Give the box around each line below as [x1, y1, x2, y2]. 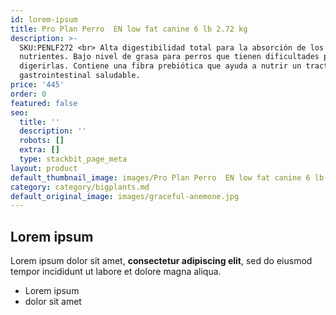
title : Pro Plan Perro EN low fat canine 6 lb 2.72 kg [10, 24, 248, 34]
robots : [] [19, 136, 65, 146]
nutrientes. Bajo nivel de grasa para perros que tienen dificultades [19, 52, 320, 62]
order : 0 [10, 89, 47, 99]
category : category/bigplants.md [10, 182, 150, 192]
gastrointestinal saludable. [19, 71, 141, 81]
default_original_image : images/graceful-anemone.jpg [10, 191, 240, 201]
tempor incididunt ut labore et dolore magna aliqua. [10, 266, 222, 278]
